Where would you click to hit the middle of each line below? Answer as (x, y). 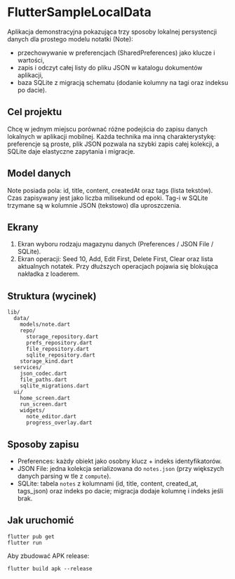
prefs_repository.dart (59, 343)
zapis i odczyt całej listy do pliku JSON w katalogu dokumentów (110, 67)
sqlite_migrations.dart (55, 386)
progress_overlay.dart (59, 423)
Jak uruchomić (41, 520)
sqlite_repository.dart (61, 355)
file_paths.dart (44, 380)
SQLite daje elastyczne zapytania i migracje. (71, 151)
